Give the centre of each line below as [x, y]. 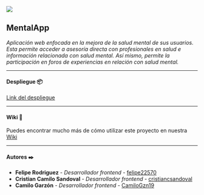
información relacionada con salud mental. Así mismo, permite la [88, 55]
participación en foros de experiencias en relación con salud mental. [93, 62]
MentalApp [28, 28]
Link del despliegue [31, 97]
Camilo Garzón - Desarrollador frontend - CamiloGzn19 [85, 185]
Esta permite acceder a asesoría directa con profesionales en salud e [94, 49]
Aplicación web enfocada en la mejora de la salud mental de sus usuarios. [100, 42]
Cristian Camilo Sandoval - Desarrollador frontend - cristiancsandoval [104, 179]
